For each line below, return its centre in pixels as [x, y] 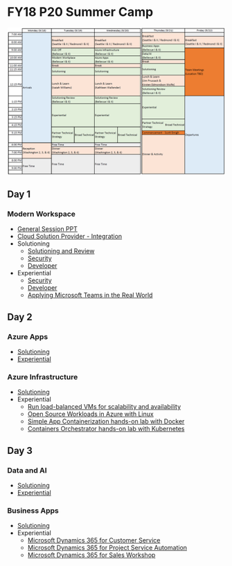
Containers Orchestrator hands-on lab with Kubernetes [106, 429]
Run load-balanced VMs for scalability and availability [104, 407]
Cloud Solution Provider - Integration [70, 237]
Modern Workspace [42, 214]
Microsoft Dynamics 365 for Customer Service [94, 540]
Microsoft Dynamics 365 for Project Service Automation [107, 548]
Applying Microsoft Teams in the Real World [90, 295]
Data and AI [27, 470]
